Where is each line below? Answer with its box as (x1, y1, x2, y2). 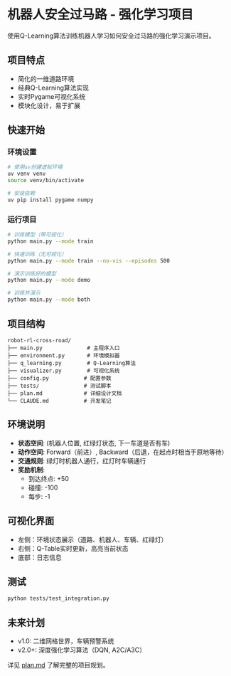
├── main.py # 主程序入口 (7, 344, 120, 352)
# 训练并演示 (7, 290, 41, 297)
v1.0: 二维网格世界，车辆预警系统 (17, 637, 114, 645)
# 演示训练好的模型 (7, 270, 57, 278)
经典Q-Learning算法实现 (17, 83, 90, 92)
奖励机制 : (17, 465, 45, 474)
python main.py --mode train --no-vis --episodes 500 (7, 257, 171, 264)
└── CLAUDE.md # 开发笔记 (7, 397, 112, 404)
